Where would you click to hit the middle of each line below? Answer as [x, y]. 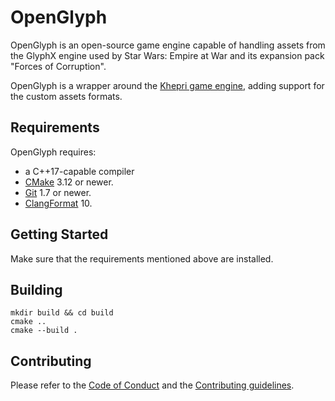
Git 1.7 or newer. [58, 192]
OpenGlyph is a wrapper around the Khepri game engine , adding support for [167, 85]
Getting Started [59, 234]
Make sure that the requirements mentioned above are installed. [142, 258]
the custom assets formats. [66, 96]
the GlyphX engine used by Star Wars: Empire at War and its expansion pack [167, 55]
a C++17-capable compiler [79, 171]
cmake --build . [44, 331]
